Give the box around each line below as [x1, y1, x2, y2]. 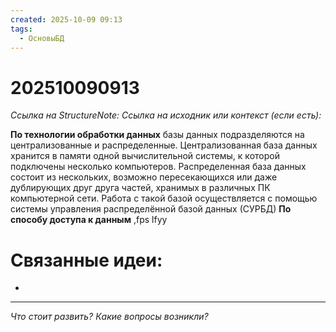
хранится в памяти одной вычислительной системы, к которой [10, 150, 280, 162]
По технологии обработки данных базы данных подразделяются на [10, 129, 305, 141]
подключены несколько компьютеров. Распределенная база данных [10, 161, 307, 173]
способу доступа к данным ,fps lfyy [10, 214, 168, 226]
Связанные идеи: [10, 249, 163, 271]
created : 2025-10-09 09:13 [10, 14, 123, 25]
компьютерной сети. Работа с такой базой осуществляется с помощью [10, 192, 318, 205]
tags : [10, 24, 33, 34]
